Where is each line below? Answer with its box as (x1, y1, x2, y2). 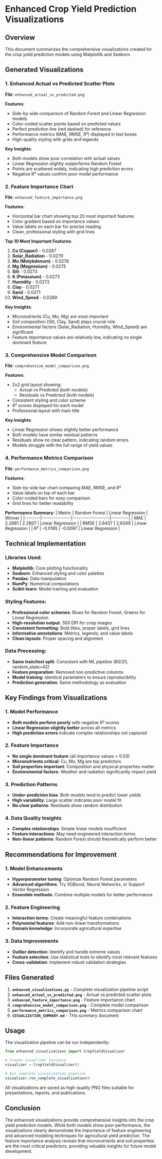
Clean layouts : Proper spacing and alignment (12, 635, 104, 641)
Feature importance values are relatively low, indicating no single (12, 334, 143, 340)
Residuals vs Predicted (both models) (19, 392, 95, 398)
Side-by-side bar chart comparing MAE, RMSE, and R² (12, 484, 122, 490)
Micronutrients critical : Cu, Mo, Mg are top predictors (12, 758, 122, 764)
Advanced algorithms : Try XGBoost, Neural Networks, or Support (12, 882, 145, 887)
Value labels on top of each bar (12, 490, 75, 496)
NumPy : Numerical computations (12, 581, 79, 587)
